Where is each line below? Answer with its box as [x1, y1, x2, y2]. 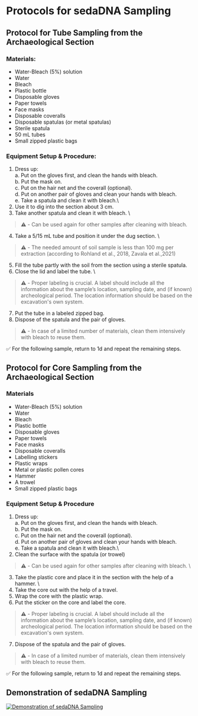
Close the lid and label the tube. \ [14, 268, 96, 275]
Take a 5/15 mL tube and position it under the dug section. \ [14, 233, 160, 240]
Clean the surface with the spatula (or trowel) [14, 551, 125, 558]
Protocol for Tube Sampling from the [6, 28, 143, 38]
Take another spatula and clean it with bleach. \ [14, 209, 131, 217]
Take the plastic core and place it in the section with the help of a [14, 574, 174, 581]
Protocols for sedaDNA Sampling [6, 4, 171, 18]
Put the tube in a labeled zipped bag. [14, 309, 105, 317]
